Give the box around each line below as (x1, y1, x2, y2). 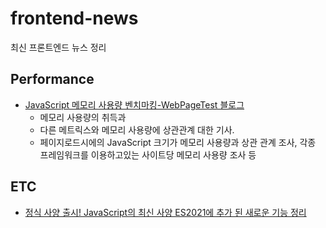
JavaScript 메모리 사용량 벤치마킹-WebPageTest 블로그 (24, 98, 245, 111)
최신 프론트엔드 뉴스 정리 (10, 41, 107, 53)
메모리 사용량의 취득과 (39, 111, 127, 123)
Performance (10, 71, 95, 88)
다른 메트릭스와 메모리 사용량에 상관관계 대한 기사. (39, 123, 235, 136)
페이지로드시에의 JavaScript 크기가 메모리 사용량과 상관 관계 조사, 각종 (39, 136, 317, 148)
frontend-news (10, 7, 139, 30)
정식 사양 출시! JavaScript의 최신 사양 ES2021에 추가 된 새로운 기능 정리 (24, 206, 307, 218)
